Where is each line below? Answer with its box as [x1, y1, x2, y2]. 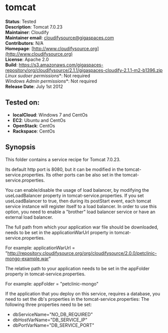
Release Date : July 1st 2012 [5, 83, 63, 89]
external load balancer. [5, 214, 53, 220]
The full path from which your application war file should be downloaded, [5, 224, 159, 230]
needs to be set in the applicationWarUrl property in [5, 229, 114, 236]
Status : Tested [5, 18, 37, 24]
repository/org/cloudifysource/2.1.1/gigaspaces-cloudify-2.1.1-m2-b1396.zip [5, 67, 163, 73]
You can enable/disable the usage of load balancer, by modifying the [5, 187, 149, 193]
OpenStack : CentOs [12, 122, 55, 129]
